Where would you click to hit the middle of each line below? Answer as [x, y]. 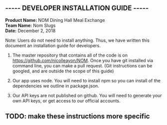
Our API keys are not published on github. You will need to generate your [87, 95]
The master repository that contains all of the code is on [70, 55]
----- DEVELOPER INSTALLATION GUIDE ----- [77, 8]
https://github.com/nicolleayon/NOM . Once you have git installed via [83, 60]
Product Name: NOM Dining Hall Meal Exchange [55, 20]
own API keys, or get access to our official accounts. [66, 101]
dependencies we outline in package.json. [56, 86]
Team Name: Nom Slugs [30, 25]
